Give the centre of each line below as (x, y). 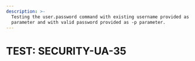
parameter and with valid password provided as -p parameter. (88, 22)
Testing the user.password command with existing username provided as (100, 17)
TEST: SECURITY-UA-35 (66, 51)
